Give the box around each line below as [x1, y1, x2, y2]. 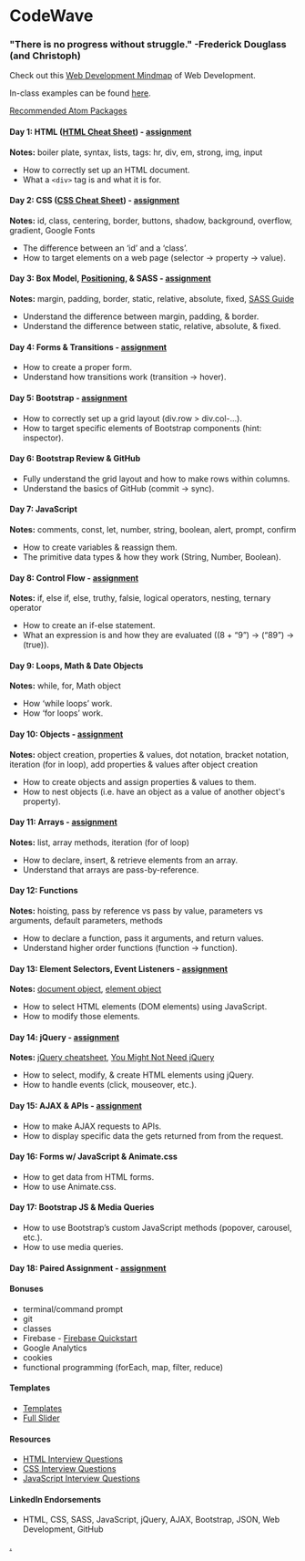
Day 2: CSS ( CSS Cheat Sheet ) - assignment [9, 195, 180, 206]
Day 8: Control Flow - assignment [9, 572, 139, 584]
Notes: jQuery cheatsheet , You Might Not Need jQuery [9, 1052, 215, 1063]
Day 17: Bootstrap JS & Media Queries [9, 1202, 155, 1213]
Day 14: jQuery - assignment [9, 1031, 120, 1042]
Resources [9, 1433, 52, 1444]
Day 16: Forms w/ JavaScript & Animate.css [9, 1151, 178, 1163]
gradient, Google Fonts [9, 224, 96, 235]
